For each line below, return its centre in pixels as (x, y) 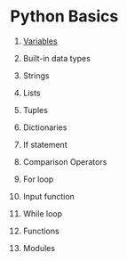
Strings (36, 75)
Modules (39, 248)
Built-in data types (57, 58)
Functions (41, 231)
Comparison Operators (65, 161)
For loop (38, 179)
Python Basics (64, 16)
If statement (45, 144)
